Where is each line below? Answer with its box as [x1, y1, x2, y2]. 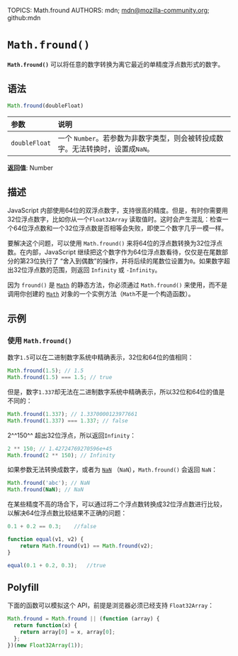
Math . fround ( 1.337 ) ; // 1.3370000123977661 [7, 410, 138, 417]
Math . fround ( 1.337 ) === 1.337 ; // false [7, 417, 129, 425]
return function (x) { [13, 622, 78, 629]
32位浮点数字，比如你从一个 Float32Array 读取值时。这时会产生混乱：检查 [7, 215, 223, 224]
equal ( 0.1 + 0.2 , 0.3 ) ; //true [7, 562, 106, 569]
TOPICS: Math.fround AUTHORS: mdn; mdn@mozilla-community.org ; [7, 6, 210, 14]
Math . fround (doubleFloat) [7, 102, 84, 109]
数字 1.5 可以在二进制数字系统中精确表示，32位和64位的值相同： [7, 353, 194, 361]
